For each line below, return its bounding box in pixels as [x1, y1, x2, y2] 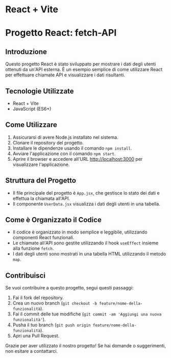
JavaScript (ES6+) [12, 106, 52, 112]
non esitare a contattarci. [5, 348, 58, 354]
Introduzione [5, 47, 47, 56]
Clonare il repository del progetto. [12, 139, 84, 145]
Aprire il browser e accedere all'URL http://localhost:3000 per [12, 156, 143, 162]
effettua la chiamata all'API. [12, 195, 70, 201]
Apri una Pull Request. [12, 333, 60, 339]
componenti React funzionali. [12, 235, 75, 241]
